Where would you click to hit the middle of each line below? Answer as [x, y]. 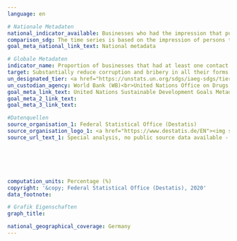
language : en [26, 14]
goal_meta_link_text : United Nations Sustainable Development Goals [110, 92]
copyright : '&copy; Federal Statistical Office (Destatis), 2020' [107, 188]
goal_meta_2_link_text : [42, 99]
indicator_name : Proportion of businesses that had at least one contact [118, 66]
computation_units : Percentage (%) [60, 181]
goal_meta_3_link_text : [42, 105]
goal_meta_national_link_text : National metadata [82, 47]
